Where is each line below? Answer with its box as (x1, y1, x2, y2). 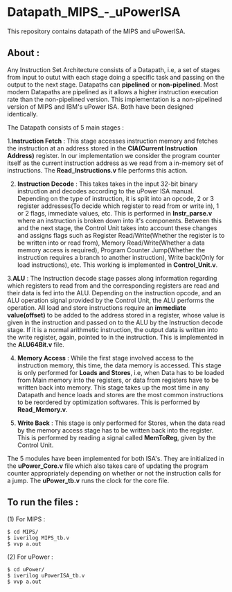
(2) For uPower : (7, 552, 53, 561)
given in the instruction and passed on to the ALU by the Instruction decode (7, 318, 224, 327)
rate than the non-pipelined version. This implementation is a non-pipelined (7, 95, 222, 103)
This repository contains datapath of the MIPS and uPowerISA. (7, 27, 186, 35)
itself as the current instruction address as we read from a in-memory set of (7, 159, 224, 167)
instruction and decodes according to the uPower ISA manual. (17, 186, 195, 195)
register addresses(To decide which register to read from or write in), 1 (17, 202, 220, 210)
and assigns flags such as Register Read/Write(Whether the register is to (17, 231, 225, 239)
